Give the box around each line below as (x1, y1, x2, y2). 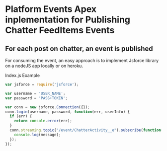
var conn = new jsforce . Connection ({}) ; (5, 104, 90, 110)
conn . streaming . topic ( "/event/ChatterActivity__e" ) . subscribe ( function (9, 128, 162, 133)
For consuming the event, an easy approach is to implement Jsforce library (5, 58, 159, 63)
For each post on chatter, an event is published (5, 44, 153, 53)
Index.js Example (5, 73, 40, 78)
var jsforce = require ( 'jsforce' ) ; (5, 82, 79, 87)
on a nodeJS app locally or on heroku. (5, 63, 83, 69)
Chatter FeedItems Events (5, 25, 115, 36)
